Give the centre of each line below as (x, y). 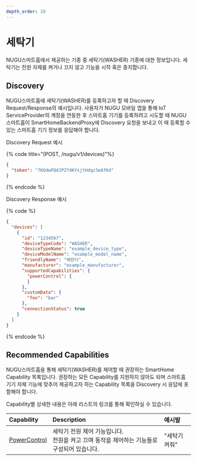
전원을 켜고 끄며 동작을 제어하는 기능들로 (105, 440)
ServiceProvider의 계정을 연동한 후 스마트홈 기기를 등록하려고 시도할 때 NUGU (96, 116)
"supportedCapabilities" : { (56, 270)
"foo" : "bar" (43, 298)
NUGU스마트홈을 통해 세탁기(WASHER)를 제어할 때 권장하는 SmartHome (90, 370)
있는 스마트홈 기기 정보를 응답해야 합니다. (53, 130)
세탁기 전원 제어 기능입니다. (88, 432)
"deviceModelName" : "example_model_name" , (74, 255)
